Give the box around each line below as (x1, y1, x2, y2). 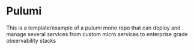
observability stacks (6, 37, 56, 44)
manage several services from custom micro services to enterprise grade (6, 30, 188, 37)
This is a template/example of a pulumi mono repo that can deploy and (6, 24, 181, 31)
